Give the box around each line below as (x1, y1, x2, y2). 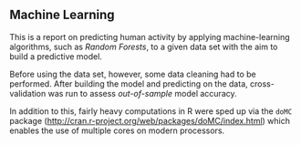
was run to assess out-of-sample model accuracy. (47, 88, 237, 98)
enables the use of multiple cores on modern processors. (9, 125, 225, 136)
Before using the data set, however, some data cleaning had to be (9, 68, 257, 79)
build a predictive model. (9, 50, 103, 62)
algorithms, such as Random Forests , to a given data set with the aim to (9, 41, 278, 52)
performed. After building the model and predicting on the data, (9, 78, 248, 89)
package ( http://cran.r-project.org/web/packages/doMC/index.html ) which (9, 115, 290, 126)
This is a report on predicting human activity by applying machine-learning (9, 31, 290, 42)
